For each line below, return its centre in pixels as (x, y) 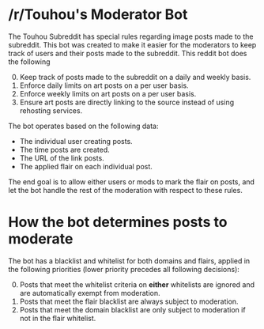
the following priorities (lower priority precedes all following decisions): (124, 269)
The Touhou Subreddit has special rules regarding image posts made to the (131, 36)
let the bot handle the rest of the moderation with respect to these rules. (125, 190)
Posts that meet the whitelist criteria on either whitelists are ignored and (137, 284)
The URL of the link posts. (62, 158)
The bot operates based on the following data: (83, 126)
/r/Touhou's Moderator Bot (98, 15)
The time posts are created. (65, 149)
